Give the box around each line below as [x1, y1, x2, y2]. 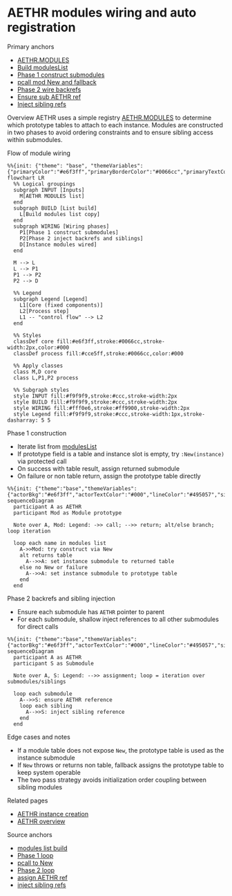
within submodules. [7, 135, 64, 143]
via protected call [17, 457, 67, 465]
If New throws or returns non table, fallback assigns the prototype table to [17, 760, 224, 769]
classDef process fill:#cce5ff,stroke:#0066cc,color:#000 [13, 350, 184, 357]
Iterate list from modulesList [17, 442, 97, 451]
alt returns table [19, 552, 72, 559]
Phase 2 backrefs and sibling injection [7, 594, 116, 602]
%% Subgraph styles [13, 386, 70, 393]
